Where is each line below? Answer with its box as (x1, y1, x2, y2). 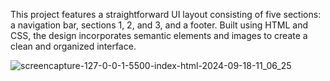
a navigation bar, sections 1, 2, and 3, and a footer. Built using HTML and (10, 19, 308, 31)
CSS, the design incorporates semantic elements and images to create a (10, 30, 308, 41)
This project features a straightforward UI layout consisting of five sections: (10, 9, 322, 20)
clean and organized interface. (10, 40, 137, 52)
